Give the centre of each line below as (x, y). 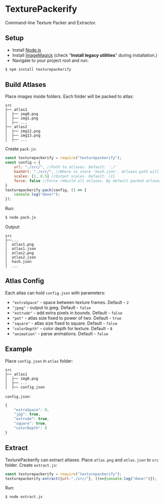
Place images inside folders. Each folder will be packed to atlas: (69, 96)
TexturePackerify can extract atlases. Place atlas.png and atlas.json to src (82, 460)
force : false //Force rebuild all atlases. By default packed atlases (88, 181)
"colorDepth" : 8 (31, 428)
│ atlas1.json (21, 249)
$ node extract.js (24, 497)
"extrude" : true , (32, 419)
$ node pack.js (21, 218)
